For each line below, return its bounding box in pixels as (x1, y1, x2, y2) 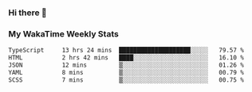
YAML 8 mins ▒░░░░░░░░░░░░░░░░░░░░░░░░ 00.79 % (8, 68, 245, 76)
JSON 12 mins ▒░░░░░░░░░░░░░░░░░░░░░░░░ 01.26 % (8, 61, 245, 69)
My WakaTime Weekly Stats (8, 28, 120, 39)
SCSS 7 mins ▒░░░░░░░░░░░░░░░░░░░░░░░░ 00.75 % (8, 75, 245, 84)
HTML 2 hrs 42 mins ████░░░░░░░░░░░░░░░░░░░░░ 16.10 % (8, 54, 245, 62)
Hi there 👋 (8, 7, 48, 18)
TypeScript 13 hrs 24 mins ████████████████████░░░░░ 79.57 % (8, 47, 245, 55)
